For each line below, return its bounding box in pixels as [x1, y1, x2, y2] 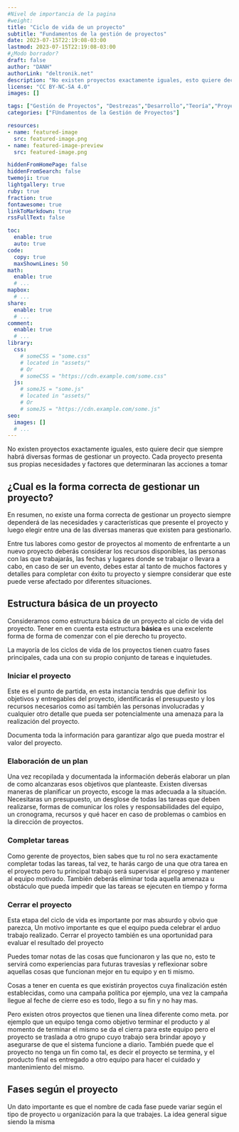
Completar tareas [7, 835, 70, 845]
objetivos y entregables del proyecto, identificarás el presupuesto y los [7, 695, 216, 703]
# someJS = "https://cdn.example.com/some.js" [20, 405, 161, 412]
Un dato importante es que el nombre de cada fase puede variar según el [7, 1102, 223, 1111]
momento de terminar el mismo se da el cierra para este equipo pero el [7, 1025, 216, 1034]
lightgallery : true [7, 181, 65, 188]
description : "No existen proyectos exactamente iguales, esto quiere [7, 76, 221, 84]
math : [7, 267, 23, 274]
